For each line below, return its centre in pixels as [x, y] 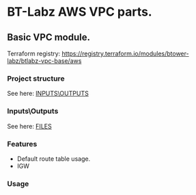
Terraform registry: [34, 53]
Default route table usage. [54, 159]
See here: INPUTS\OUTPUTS [48, 94]
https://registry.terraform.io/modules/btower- [125, 53]
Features [22, 144]
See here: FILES [30, 126]
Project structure [36, 78]
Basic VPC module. [49, 37]
